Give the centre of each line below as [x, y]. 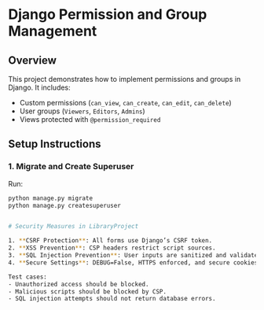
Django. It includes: [39, 87]
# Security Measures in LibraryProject [73, 227]
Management [53, 31]
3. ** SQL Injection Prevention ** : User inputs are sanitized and [117, 256]
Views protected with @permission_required [90, 119]
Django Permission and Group [108, 15]
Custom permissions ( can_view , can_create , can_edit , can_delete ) [125, 103]
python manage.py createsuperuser [65, 205]
